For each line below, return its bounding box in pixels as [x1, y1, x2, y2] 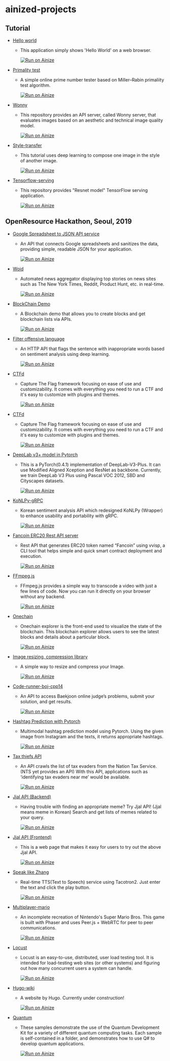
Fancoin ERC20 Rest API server [12, 532, 79, 538]
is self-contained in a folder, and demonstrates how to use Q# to [20, 1035, 155, 1041]
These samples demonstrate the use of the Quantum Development [20, 1024, 160, 1030]
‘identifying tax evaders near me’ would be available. [20, 774, 130, 780]
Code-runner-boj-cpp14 [12, 683, 63, 689]
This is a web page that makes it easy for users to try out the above [20, 844, 161, 850]
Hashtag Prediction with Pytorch [12, 718, 81, 724]
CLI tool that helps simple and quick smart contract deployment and [20, 547, 162, 553]
